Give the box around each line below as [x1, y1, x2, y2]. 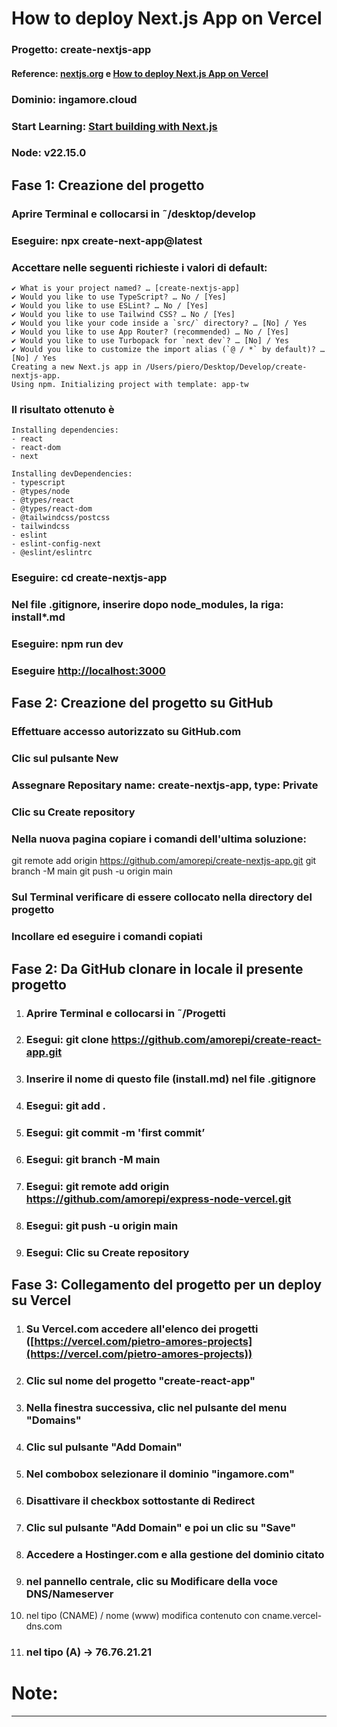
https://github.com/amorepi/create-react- [110, 1033, 322, 1047]
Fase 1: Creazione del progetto [11, 177, 205, 194]
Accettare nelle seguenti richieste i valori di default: [11, 260, 268, 274]
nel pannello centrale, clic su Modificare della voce [25, 1574, 279, 1588]
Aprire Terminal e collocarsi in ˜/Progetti [25, 1006, 226, 1020]
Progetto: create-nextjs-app [11, 43, 152, 57]
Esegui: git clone [25, 1033, 109, 1047]
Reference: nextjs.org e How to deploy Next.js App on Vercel [11, 67, 269, 79]
